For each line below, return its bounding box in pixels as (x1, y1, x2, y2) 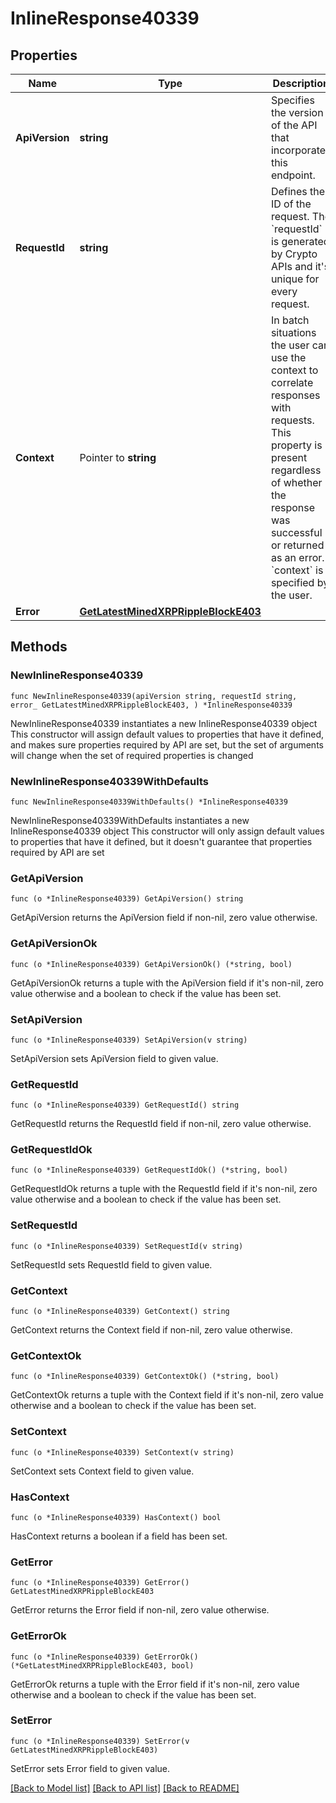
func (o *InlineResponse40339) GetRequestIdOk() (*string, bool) (10, 1165, 288, 1176)
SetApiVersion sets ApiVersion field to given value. (10, 1052, 219, 1064)
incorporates (270, 143, 332, 157)
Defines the (270, 185, 326, 198)
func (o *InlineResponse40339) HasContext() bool (10, 1512, 222, 1522)
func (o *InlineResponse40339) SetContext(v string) (10, 1447, 235, 1457)
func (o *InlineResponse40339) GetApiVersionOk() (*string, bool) (10, 959, 293, 969)
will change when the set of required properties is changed (10, 749, 254, 761)
